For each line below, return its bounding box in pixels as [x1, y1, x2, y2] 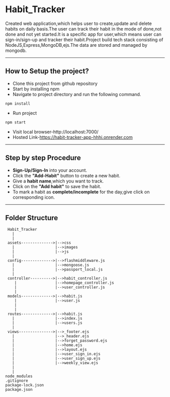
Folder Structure [5, 213, 58, 222]
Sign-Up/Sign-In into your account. [12, 167, 88, 173]
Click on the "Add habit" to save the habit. [12, 183, 102, 189]
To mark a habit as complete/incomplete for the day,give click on [12, 189, 150, 195]
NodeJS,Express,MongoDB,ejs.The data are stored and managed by [5, 42, 148, 48]
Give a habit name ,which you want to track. [12, 178, 104, 184]
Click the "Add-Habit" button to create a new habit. [12, 172, 120, 178]
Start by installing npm [12, 85, 60, 92]
